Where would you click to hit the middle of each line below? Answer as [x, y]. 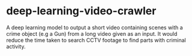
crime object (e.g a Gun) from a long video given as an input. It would [92, 33]
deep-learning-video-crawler [81, 11]
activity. [16, 46]
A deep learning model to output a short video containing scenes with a [94, 27]
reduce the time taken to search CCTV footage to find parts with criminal [96, 40]
